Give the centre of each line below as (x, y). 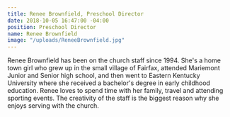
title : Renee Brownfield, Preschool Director (75, 14)
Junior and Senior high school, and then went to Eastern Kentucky (104, 76)
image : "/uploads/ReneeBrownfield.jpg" (66, 40)
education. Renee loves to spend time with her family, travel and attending (115, 91)
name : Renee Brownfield (42, 34)
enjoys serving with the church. (53, 106)
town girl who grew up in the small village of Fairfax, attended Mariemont (114, 68)
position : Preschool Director (52, 27)
